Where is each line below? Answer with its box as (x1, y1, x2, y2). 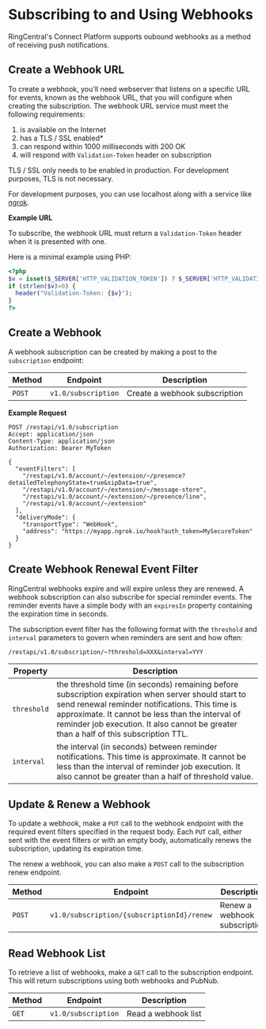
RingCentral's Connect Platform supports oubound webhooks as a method (8, 32, 252, 41)
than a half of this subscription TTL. (56, 728, 188, 739)
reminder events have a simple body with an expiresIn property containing (8, 600, 253, 610)
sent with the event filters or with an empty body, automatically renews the (8, 836, 252, 845)
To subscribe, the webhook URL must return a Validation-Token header (8, 228, 242, 238)
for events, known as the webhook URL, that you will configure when (8, 93, 233, 102)
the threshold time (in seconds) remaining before (56, 679, 239, 690)
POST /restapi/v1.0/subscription (8, 423, 119, 431)
